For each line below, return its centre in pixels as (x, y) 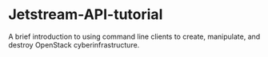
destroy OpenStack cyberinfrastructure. (74, 44)
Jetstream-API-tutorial (86, 15)
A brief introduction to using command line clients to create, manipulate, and (134, 36)
